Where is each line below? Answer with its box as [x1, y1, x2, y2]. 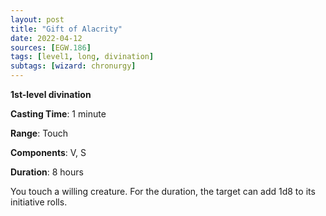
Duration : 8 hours [10, 166, 84, 178]
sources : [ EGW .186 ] [10, 42, 92, 53]
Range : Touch [10, 127, 69, 139]
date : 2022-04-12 [10, 33, 83, 43]
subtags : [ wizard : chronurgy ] [10, 61, 137, 71]
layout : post [10, 14, 65, 25]
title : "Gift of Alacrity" [10, 24, 123, 34]
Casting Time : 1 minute [10, 108, 107, 120]
